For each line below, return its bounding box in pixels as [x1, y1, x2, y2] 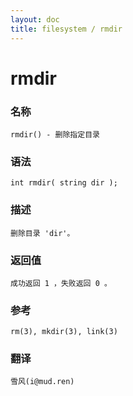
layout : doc [10, 14, 60, 25]
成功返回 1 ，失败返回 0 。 [10, 278, 112, 288]
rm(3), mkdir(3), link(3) [10, 327, 118, 337]
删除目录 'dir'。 [10, 228, 75, 238]
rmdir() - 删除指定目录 [10, 129, 100, 140]
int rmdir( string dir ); [10, 178, 118, 188]
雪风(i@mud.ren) [10, 377, 75, 387]
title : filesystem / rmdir [10, 24, 123, 34]
